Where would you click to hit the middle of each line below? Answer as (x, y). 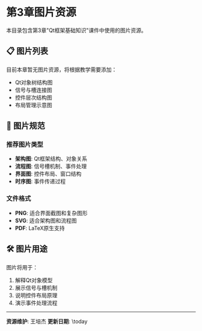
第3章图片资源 (41, 12)
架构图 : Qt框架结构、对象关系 (51, 159)
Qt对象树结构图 (34, 82)
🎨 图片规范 (26, 126)
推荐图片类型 (25, 144)
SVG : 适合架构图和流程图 (46, 220)
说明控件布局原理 (36, 295)
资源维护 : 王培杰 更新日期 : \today (47, 321)
